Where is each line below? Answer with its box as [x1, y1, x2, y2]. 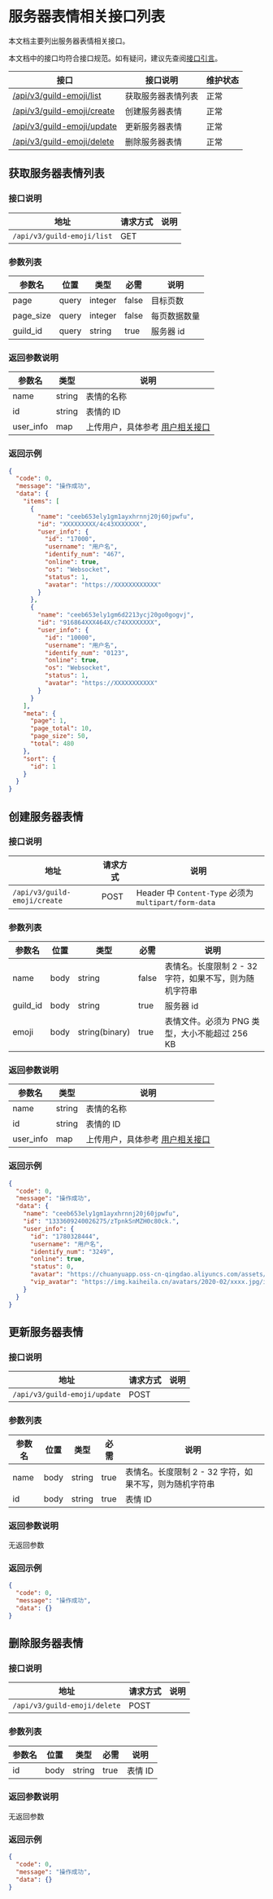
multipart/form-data [136, 898, 216, 907]
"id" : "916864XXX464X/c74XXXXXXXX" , [37, 618, 162, 627]
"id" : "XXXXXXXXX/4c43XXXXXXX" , [37, 520, 148, 528]
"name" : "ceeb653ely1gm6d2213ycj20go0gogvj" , [37, 611, 195, 619]
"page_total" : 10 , [29, 724, 93, 733]
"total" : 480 [29, 740, 75, 748]
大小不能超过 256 [180, 1028, 249, 1040]
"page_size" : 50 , [29, 732, 89, 741]
